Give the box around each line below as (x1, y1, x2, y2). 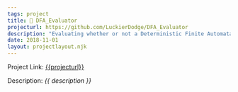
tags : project (7, 10, 50, 18)
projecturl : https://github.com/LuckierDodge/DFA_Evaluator (7, 23, 189, 30)
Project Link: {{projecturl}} (7, 63, 84, 71)
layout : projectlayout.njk (7, 43, 87, 50)
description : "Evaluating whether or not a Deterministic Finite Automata (7, 30, 233, 38)
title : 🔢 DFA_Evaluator (7, 17, 78, 24)
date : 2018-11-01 (7, 37, 59, 44)
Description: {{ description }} (7, 76, 92, 85)
